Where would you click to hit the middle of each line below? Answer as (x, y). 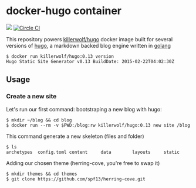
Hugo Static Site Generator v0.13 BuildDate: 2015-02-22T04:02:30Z (90, 61)
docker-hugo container (64, 11)
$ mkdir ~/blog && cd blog (39, 120)
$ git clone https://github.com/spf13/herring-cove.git (76, 179)
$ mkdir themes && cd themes (42, 174)
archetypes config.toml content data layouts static (93, 152)
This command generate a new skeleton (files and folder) (75, 136)
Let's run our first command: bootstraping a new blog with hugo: (84, 109)
